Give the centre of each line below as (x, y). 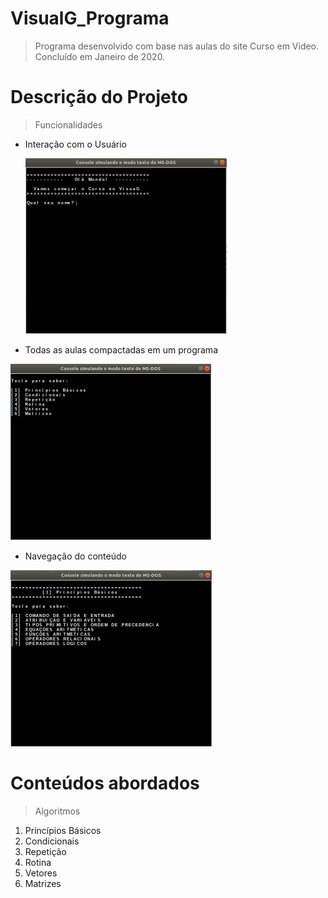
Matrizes (43, 883)
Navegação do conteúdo (75, 556)
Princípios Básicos (63, 830)
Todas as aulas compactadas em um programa (121, 349)
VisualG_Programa (90, 18)
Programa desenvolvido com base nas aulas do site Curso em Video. (177, 46)
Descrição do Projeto (99, 97)
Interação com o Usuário (75, 144)
